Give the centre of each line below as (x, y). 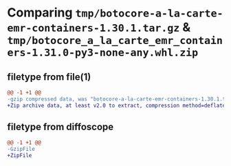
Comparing (40, 13)
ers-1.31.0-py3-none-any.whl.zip (103, 53)
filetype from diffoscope (60, 127)
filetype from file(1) (49, 77)
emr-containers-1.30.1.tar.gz (93, 29)
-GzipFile (21, 149)
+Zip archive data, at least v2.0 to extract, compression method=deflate (117, 105)
